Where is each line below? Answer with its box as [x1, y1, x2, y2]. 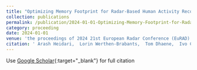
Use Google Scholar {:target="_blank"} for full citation [6, 57, 135, 64]
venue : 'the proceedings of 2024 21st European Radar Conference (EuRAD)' [6, 36, 193, 41]
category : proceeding [6, 24, 59, 31]
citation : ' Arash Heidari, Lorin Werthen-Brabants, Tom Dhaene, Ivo [6, 41, 188, 47]
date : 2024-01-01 [6, 30, 49, 36]
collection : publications [6, 14, 69, 20]
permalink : [6, 19, 33, 25]
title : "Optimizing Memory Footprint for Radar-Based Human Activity [6, 8, 180, 15]
